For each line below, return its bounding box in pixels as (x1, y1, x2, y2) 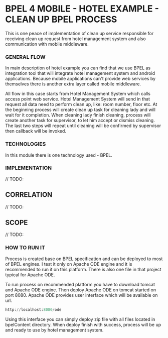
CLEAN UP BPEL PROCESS (5, 14, 117, 25)
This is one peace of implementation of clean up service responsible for (5, 30, 154, 36)
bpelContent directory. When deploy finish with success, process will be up (5, 321, 161, 327)
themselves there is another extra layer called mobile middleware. (5, 81, 141, 87)
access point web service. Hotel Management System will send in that (5, 96, 150, 102)
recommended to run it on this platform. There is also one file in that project (5, 266, 161, 272)
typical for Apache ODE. (5, 272, 55, 278)
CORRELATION (5, 190, 53, 199)
